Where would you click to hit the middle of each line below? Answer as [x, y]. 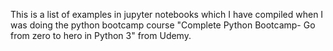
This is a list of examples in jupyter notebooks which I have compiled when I [167, 14]
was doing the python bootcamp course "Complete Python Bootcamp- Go [163, 25]
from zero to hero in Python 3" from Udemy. [101, 35]
